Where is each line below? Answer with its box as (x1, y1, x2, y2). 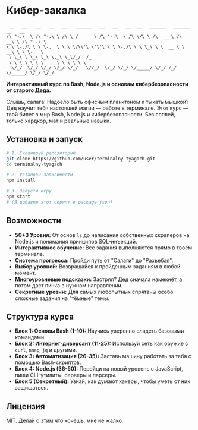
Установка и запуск (6, 134, 83, 144)
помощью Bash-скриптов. (14, 359, 81, 366)
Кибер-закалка (6, 4, 86, 17)
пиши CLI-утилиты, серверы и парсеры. (14, 372, 117, 379)
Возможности (6, 216, 61, 226)
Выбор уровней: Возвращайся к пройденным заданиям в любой (14, 263, 181, 270)
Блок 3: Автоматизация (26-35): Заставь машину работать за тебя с (14, 353, 191, 360)
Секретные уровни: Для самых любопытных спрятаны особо (14, 288, 174, 295)
